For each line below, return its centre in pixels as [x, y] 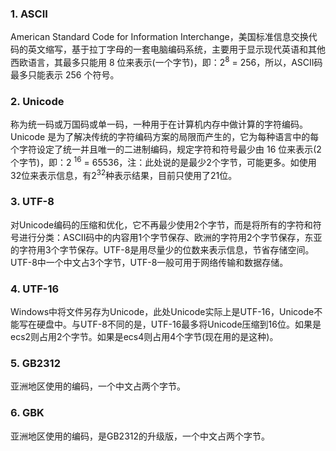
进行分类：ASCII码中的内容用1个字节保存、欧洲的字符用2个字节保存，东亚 [170, 237]
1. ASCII [29, 14]
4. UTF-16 [35, 289]
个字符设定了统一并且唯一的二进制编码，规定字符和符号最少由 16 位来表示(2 [166, 149]
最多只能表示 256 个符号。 [65, 74]
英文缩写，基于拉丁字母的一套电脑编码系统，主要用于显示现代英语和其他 [176, 49]
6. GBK [27, 413]
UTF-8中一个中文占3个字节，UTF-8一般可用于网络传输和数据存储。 [149, 262]
